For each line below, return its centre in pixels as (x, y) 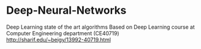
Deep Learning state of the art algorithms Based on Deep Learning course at (100, 27)
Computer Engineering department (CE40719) (63, 33)
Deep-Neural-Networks (66, 10)
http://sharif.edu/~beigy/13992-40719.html (59, 39)
